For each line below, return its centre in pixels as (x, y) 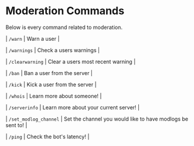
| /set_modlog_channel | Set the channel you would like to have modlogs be (97, 119)
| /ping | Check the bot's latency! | (47, 137)
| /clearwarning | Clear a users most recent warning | (71, 61)
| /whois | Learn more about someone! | (54, 96)
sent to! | (16, 125)
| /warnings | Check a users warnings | (53, 50)
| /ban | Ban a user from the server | (49, 73)
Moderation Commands (65, 11)
